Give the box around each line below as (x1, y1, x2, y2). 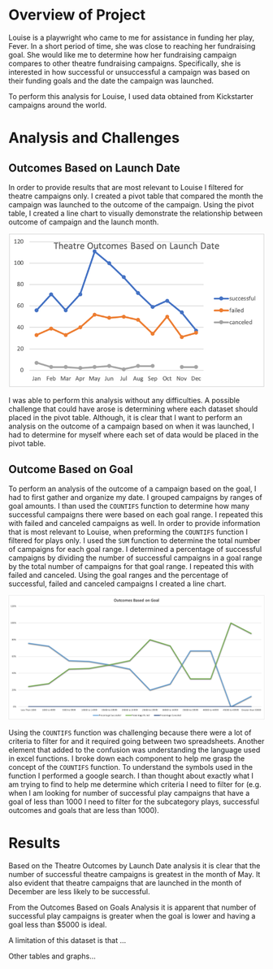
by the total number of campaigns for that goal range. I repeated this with (8, 562, 254, 571)
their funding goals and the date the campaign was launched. (8, 76, 214, 85)
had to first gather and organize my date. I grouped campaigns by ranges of (8, 493, 262, 502)
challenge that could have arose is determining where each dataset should (8, 404, 258, 414)
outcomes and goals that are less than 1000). (8, 805, 160, 815)
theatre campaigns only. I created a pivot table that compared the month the (8, 191, 264, 201)
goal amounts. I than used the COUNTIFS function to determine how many (8, 502, 250, 511)
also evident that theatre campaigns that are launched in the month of (8, 878, 242, 888)
